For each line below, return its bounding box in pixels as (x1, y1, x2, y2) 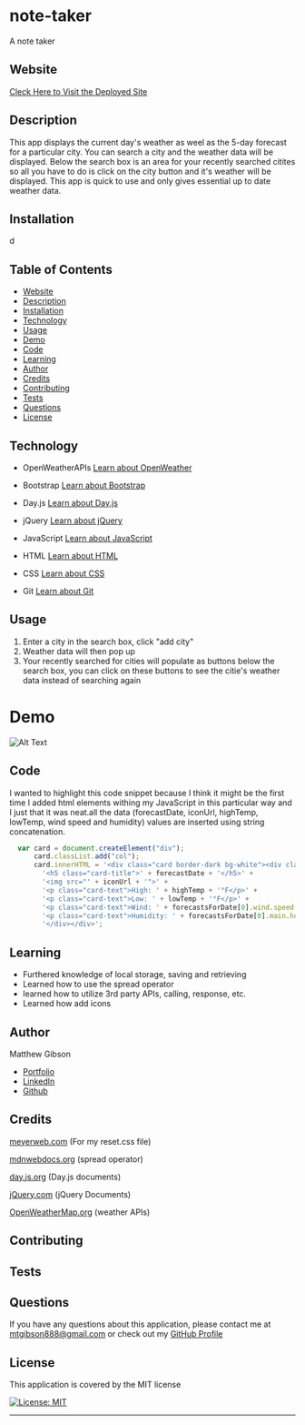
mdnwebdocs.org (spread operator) (9, 1153, 143, 1165)
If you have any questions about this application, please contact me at (9, 1319, 271, 1329)
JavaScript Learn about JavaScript (22, 533, 152, 543)
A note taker (9, 35, 56, 46)
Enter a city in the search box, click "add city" (22, 636, 194, 647)
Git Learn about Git (22, 586, 93, 596)
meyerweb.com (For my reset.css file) (9, 1136, 152, 1147)
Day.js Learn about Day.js (22, 498, 118, 508)
